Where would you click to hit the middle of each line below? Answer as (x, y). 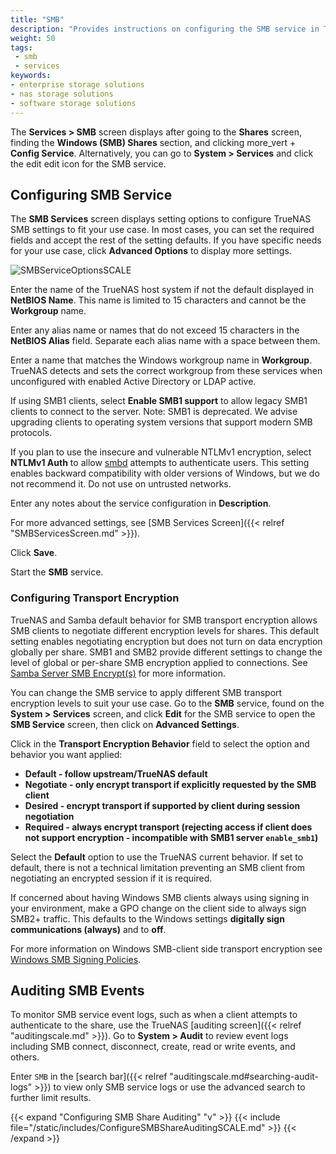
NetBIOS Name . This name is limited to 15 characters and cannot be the (158, 300)
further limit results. (51, 1098)
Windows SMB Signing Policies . (76, 959)
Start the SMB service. (57, 572)
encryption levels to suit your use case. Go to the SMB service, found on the (167, 703)
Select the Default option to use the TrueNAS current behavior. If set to (157, 857)
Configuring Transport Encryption (95, 598)
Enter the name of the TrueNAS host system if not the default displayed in (162, 290)
